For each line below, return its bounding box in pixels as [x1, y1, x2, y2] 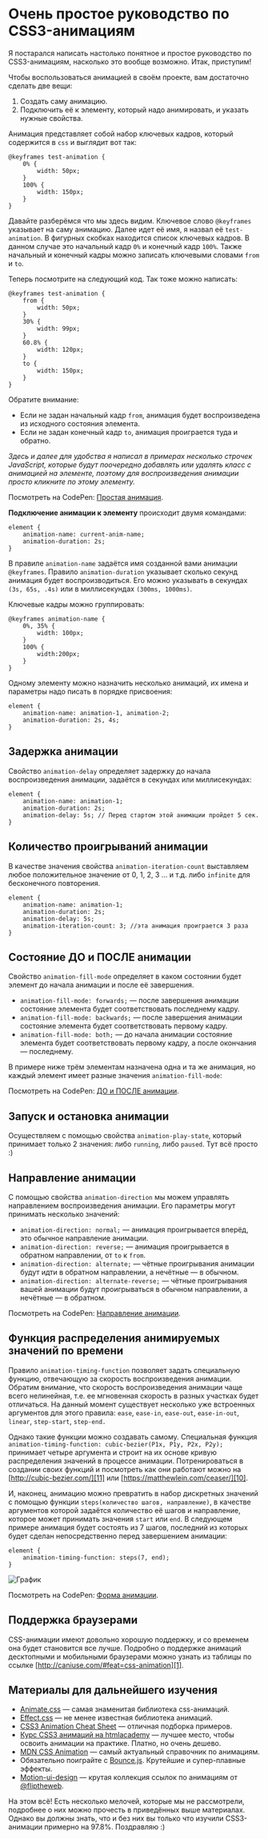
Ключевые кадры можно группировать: [8, 599, 145, 609]
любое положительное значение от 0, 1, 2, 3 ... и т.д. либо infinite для [8, 870, 250, 879]
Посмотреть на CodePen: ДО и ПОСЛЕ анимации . [8, 1086, 180, 1096]
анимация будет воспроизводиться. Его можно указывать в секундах [8, 575, 248, 585]
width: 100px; [37, 629, 84, 637]
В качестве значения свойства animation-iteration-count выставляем [8, 861, 250, 871]
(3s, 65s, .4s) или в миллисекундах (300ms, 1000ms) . [8, 584, 193, 594]
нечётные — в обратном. [19, 1293, 106, 1302]
